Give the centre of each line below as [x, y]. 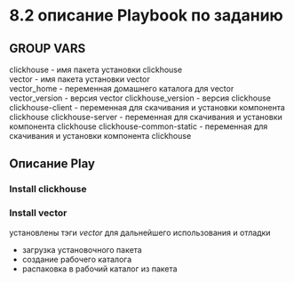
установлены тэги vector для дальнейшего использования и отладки [140, 232]
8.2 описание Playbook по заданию [147, 16]
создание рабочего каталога [77, 259]
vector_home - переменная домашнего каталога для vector [122, 89]
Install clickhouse [48, 190]
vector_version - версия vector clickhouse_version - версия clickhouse [140, 98]
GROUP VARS [48, 49]
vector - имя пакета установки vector [79, 79]
